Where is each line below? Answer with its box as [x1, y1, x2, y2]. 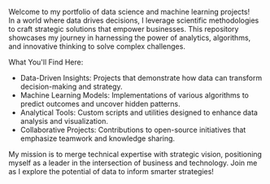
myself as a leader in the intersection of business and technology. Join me [8, 158, 258, 168]
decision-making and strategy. [20, 81, 124, 91]
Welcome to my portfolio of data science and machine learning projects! [8, 7, 250, 16]
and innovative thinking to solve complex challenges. [8, 42, 185, 51]
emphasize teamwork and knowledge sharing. [20, 134, 176, 143]
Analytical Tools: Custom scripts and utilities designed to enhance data [20, 107, 259, 117]
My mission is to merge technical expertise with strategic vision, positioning [8, 150, 263, 159]
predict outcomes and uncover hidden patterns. [20, 99, 181, 108]
